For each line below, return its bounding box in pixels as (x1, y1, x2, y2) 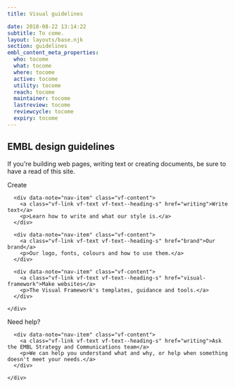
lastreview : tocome (13, 101, 71, 109)
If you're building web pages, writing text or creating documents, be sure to (7, 159, 227, 168)
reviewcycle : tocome (13, 108, 74, 115)
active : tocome (13, 75, 58, 82)
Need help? (7, 318, 41, 326)
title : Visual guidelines (7, 10, 83, 18)
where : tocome (13, 68, 55, 76)
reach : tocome (13, 89, 55, 96)
